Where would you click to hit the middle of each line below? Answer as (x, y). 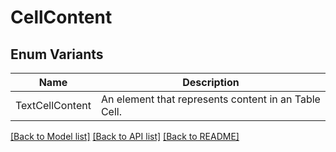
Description (211, 82)
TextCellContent (53, 105)
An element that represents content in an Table (210, 99)
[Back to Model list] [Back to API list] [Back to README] (125, 136)
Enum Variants (57, 54)
